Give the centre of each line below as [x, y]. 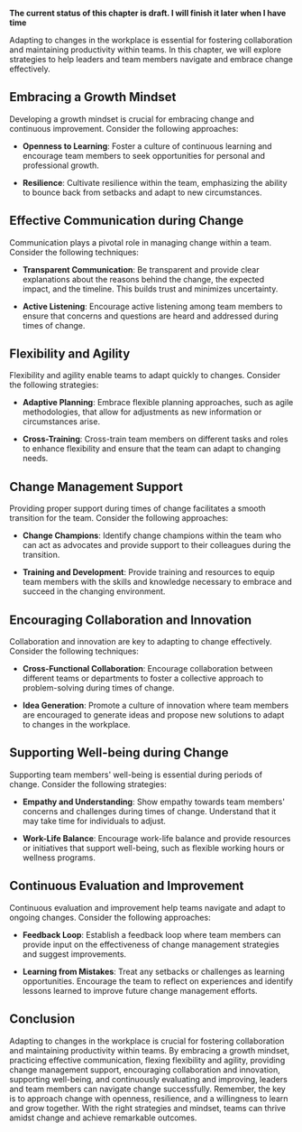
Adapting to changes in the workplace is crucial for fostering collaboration [147, 1041]
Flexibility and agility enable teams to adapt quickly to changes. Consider [145, 376]
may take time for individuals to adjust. [94, 821]
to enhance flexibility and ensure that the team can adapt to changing [151, 449]
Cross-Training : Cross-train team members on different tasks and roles [155, 439]
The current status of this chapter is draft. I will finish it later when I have [148, 13]
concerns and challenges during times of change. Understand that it [149, 811]
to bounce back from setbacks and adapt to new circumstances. [142, 192]
